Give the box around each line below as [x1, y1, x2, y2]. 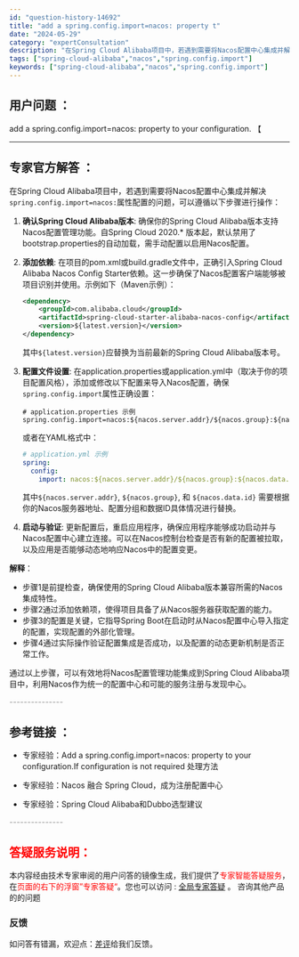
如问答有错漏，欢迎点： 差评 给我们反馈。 [9, 938, 158, 949]
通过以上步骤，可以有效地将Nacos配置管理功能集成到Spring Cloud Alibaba [9, 668, 282, 678]
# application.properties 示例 [21, 407, 136, 417]
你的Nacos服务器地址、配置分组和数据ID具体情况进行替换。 [21, 503, 241, 514]
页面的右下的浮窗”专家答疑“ [17, 881, 118, 891]
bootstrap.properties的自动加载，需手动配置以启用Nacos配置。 [21, 238, 255, 248]
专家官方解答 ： [9, 160, 94, 175]
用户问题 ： [9, 98, 71, 113]
